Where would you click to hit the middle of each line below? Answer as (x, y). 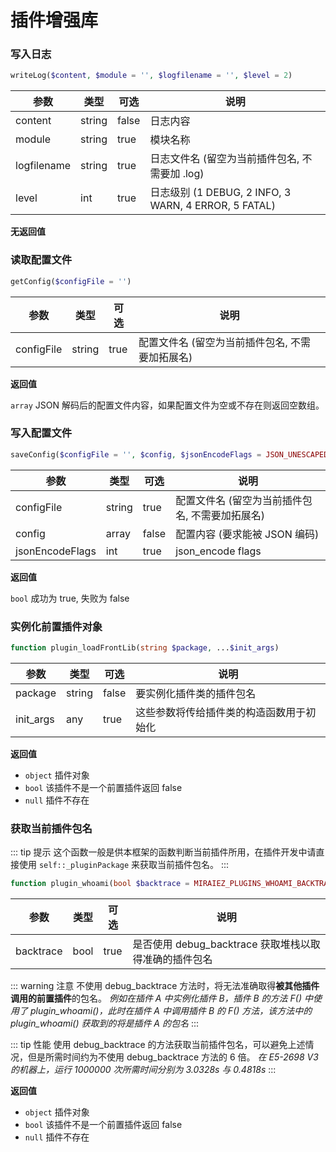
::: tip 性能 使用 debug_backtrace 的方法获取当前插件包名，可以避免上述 (158, 1045)
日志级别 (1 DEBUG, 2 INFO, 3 (220, 193)
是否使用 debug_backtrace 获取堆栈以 (221, 944)
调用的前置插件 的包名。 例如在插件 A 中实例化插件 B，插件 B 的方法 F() (156, 998)
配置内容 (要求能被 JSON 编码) (247, 534)
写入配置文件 (41, 433)
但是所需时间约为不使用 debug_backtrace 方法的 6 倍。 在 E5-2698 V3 (173, 1057)
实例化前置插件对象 (56, 626)
